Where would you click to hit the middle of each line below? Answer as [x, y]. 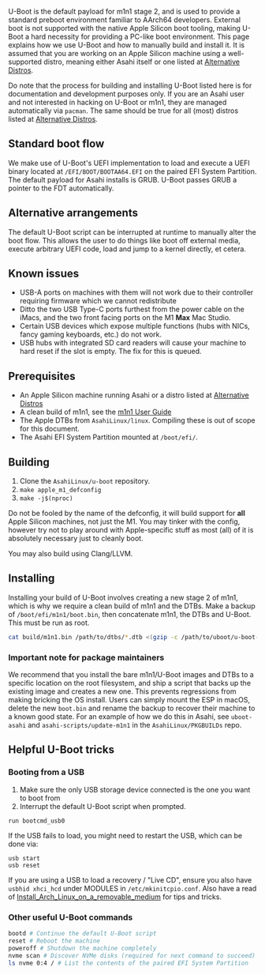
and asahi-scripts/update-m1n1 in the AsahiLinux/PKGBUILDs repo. [134, 725]
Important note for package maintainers [86, 657]
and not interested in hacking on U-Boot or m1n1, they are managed [118, 102]
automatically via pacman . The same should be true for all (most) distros [123, 111]
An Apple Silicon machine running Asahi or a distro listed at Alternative [134, 395]
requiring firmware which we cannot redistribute [98, 301]
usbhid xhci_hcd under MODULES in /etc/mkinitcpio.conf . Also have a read [132, 888]
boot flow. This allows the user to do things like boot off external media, [124, 240]
